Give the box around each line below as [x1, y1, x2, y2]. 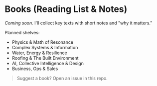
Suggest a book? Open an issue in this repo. [16, 75, 108, 81]
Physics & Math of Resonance [11, 39, 73, 45]
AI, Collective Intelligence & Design [11, 60, 84, 66]
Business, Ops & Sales [11, 66, 58, 72]
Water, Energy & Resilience [11, 50, 68, 56]
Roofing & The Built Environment [11, 55, 79, 61]
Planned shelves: [4, 29, 40, 35]
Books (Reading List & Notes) [4, 3, 128, 15]
